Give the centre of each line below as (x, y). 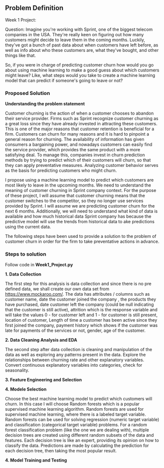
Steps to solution (26, 254)
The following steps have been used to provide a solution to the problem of (81, 236)
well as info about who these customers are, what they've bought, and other (82, 50)
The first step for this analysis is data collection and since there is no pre (78, 284)
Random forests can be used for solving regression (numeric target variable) (82, 420)
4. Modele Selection (26, 389)
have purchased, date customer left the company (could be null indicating (80, 304)
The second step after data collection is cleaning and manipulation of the (79, 350)
